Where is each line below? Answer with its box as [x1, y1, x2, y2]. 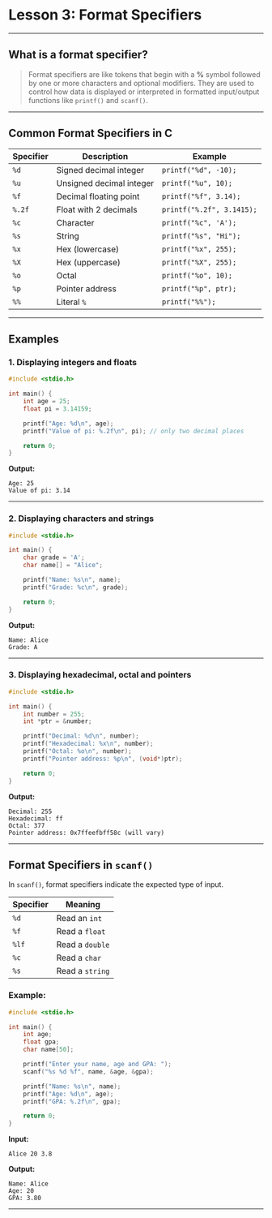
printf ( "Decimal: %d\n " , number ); [23, 732, 139, 740]
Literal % [56, 296, 87, 308]
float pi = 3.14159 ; [23, 404, 92, 413]
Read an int [56, 913, 103, 924]
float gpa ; [23, 1038, 60, 1046]
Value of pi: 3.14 [8, 487, 70, 495]
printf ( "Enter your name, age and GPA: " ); [23, 1061, 172, 1069]
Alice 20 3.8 [8, 1150, 53, 1158]
